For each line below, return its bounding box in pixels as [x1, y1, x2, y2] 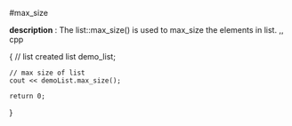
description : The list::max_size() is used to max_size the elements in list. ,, [9, 25, 284, 35]
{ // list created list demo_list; [9, 51, 116, 61]
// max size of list [9, 68, 86, 77]
